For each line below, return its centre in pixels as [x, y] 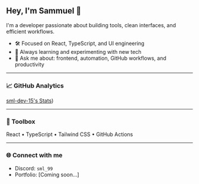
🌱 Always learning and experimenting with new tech [78, 51]
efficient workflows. [31, 31]
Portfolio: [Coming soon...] [47, 175]
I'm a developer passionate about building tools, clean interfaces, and [91, 25]
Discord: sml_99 [34, 168]
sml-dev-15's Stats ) [30, 101]
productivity [29, 64]
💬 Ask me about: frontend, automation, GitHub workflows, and [91, 58]
